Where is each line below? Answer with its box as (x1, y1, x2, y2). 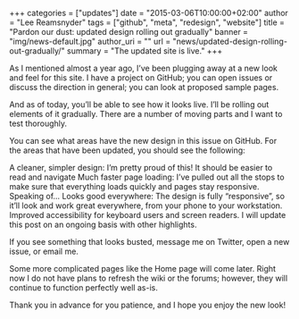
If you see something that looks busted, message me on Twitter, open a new (9, 237, 290, 247)
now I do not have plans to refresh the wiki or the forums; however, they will (9, 273, 288, 283)
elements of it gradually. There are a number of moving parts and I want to (9, 109, 283, 119)
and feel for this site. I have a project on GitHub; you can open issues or (9, 72, 273, 83)
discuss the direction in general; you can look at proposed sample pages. (9, 82, 279, 92)
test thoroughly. (9, 118, 68, 129)
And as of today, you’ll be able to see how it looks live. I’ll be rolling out (9, 99, 270, 110)
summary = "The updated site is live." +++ (66, 46, 223, 56)
